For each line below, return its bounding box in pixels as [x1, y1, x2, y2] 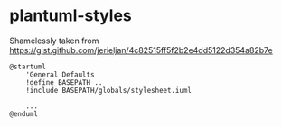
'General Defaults [25, 69, 95, 79]
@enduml [9, 109, 39, 118]
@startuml [9, 62, 47, 71]
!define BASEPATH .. [25, 77, 103, 86]
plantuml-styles [9, 5, 133, 26]
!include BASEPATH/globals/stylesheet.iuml [25, 86, 193, 95]
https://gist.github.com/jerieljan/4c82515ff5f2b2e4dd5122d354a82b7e [9, 44, 273, 55]
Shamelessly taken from [9, 35, 99, 46]
